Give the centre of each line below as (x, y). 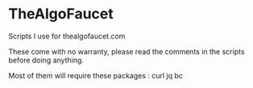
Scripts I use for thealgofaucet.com (67, 36)
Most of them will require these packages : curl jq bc (96, 75)
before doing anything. (46, 60)
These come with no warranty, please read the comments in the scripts (126, 51)
